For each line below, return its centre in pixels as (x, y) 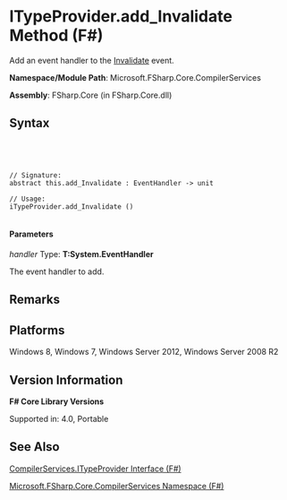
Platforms (37, 330)
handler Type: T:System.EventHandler (81, 254)
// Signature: (36, 175)
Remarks (35, 300)
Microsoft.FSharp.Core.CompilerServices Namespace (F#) (117, 486)
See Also (34, 447)
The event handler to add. (57, 272)
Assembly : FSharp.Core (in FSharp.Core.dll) (91, 95)
